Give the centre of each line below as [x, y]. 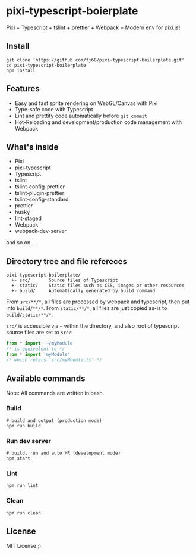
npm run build [24, 426]
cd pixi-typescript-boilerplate [46, 65]
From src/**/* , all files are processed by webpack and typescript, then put [98, 302]
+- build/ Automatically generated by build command [83, 291]
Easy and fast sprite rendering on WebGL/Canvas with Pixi [86, 103]
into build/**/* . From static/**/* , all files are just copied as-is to [87, 308]
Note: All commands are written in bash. [55, 393]
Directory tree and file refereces [67, 261]
